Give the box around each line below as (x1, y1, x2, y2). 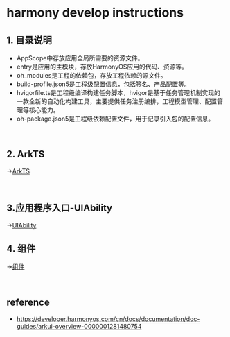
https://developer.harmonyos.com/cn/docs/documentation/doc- (16, 315, 200, 323)
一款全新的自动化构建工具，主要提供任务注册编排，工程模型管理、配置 (16, 97, 218, 105)
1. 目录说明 (6, 34, 53, 46)
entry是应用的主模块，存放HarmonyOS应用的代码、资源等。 (16, 62, 188, 71)
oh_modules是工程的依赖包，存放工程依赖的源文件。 (16, 71, 167, 79)
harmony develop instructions (6, 5, 184, 21)
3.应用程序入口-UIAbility (6, 202, 113, 214)
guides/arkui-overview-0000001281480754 (16, 322, 142, 331)
